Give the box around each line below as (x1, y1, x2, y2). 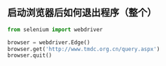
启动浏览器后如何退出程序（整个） (7, 6, 157, 19)
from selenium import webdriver (7, 26, 103, 33)
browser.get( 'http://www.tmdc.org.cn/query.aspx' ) (7, 45, 160, 53)
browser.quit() (7, 52, 52, 59)
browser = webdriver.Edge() (7, 38, 91, 46)
